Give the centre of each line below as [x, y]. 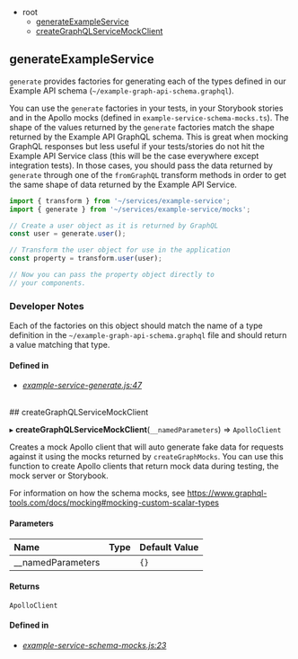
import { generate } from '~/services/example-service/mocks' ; [130, 209]
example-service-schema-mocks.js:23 [94, 645]
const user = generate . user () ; [68, 234]
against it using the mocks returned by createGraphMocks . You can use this [147, 457]
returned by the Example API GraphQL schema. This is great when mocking [149, 137]
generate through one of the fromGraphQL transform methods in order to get [148, 174]
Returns [25, 586]
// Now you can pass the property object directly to [112, 275]
